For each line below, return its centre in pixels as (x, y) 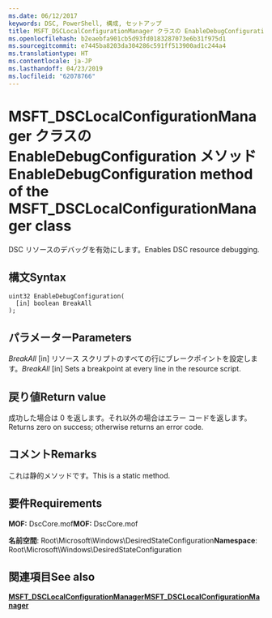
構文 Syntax (37, 277)
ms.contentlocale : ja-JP (50, 62)
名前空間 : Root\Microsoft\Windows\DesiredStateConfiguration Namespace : (133, 540)
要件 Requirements (55, 504)
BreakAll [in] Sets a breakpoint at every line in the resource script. (131, 369)
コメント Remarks (53, 455)
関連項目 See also (52, 577)
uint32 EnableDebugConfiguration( (67, 297)
